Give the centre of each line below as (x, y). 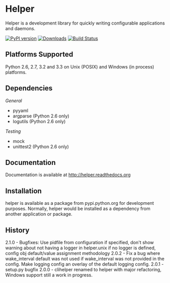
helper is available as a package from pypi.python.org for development (80, 203)
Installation (23, 191)
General (14, 101)
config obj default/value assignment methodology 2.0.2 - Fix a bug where (83, 253)
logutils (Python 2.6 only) (39, 121)
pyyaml (20, 110)
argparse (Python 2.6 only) (41, 116)
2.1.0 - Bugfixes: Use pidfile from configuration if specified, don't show (80, 242)
